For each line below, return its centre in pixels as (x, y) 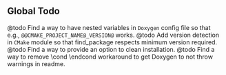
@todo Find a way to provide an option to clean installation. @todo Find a (111, 49)
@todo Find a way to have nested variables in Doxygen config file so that (109, 27)
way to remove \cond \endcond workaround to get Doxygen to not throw (110, 57)
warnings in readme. (36, 63)
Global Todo (34, 11)
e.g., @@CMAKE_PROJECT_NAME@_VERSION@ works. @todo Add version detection (113, 35)
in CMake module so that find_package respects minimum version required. (112, 42)
